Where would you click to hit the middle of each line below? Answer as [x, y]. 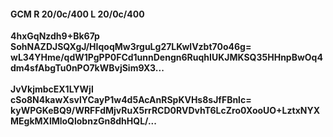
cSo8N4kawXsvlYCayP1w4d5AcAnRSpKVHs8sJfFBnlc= [131, 100]
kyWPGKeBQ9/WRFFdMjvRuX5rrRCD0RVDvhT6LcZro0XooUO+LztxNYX [165, 111]
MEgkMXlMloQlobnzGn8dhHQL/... [83, 121]
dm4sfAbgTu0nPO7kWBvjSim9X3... [87, 68]
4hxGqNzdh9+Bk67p [55, 36]
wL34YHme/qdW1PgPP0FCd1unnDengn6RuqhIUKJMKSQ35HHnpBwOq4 [166, 57]
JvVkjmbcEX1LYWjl [52, 89]
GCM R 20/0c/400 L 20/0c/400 [77, 14]
